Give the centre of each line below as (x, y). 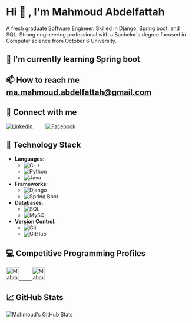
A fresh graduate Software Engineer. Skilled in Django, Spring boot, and (93, 28)
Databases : (29, 203)
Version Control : (35, 222)
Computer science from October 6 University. (61, 41)
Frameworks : (31, 184)
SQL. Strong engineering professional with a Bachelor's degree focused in (96, 34)
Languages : (29, 159)
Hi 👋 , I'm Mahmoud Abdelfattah (85, 12)
